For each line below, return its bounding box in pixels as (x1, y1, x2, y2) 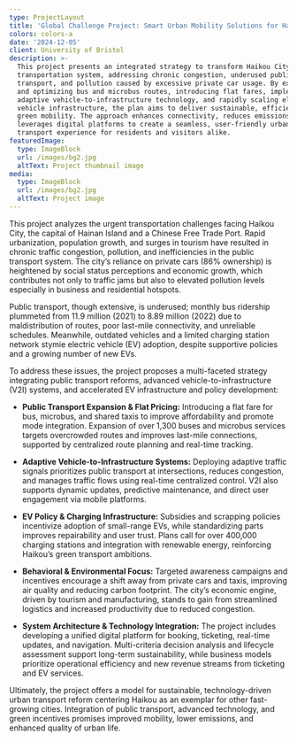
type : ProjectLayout (9, 12, 86, 22)
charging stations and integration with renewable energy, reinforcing (21, 539, 271, 550)
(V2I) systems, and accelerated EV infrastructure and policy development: (9, 384, 278, 395)
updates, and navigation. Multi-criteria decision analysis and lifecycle (21, 639, 275, 650)
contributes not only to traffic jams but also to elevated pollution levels (9, 274, 265, 285)
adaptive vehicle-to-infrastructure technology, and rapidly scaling (17, 95, 278, 104)
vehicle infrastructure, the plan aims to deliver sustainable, (17, 104, 259, 112)
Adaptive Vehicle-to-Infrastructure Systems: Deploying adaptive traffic (21, 456, 287, 467)
